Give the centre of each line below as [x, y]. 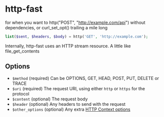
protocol [21, 94]
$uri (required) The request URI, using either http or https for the [79, 88]
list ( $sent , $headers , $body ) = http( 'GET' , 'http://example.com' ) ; [77, 37]
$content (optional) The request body [50, 99]
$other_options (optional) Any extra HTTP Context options [71, 109]
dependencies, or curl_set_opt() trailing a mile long [56, 27]
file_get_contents [22, 51]
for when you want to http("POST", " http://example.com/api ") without [75, 22]
